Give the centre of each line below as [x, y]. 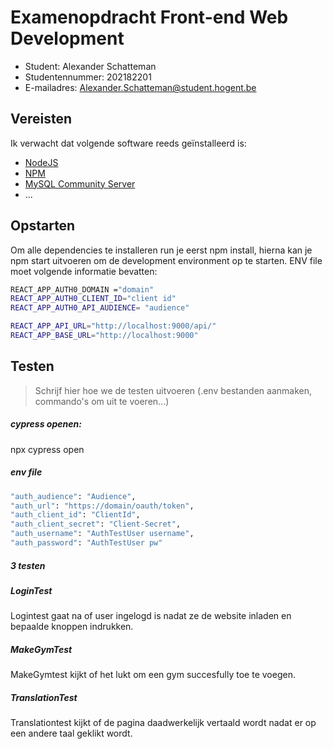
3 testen [28, 565]
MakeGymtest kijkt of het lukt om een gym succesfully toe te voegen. [153, 675]
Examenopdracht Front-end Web [149, 17]
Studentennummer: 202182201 [88, 77]
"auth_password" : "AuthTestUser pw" [86, 543]
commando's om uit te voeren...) [102, 401]
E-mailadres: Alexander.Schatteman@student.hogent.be [140, 87]
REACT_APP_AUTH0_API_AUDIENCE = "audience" [100, 308]
